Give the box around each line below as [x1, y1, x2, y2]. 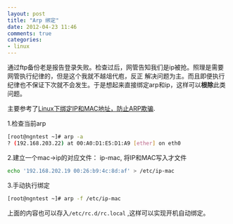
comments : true [7, 29, 52, 37]
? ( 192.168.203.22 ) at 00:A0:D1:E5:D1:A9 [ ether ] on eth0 [7, 140, 181, 147]
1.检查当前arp [7, 119, 46, 127]
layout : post [7, 10, 46, 18]
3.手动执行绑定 [7, 180, 51, 190]
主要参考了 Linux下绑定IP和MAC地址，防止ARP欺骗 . [7, 105, 156, 112]
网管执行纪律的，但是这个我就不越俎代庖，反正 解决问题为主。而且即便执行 [7, 72, 225, 80]
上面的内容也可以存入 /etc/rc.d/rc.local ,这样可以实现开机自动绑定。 [7, 209, 210, 217]
